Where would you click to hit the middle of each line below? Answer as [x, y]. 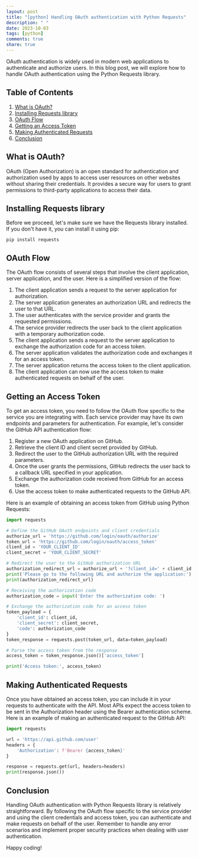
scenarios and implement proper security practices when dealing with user [98, 830]
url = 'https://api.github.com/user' [53, 739]
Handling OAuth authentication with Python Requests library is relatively [94, 804]
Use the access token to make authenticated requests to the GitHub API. [103, 491]
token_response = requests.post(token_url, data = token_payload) [87, 639]
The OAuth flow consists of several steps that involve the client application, [98, 272]
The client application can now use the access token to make [89, 372]
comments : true [25, 39]
